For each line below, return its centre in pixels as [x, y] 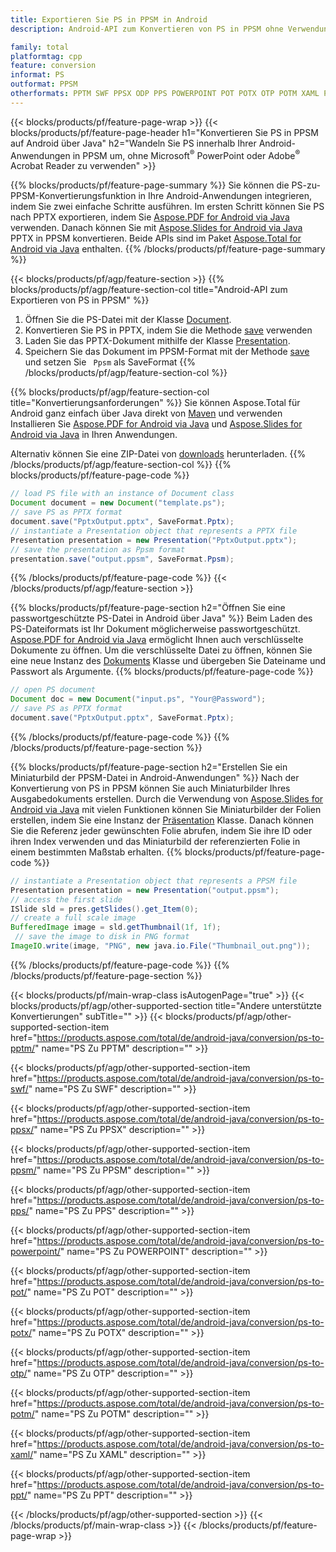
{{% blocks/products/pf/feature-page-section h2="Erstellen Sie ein [149, 767]
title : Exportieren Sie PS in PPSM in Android [109, 19]
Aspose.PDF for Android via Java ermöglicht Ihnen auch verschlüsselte [157, 640]
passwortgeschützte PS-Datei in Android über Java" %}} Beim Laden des [161, 618]
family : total [40, 47]
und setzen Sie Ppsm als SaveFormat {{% [110, 362]
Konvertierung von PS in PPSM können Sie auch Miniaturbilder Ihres [150, 788]
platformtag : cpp [46, 56]
